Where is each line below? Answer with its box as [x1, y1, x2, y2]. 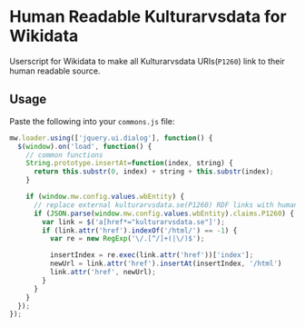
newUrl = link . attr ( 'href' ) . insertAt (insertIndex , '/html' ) [49, 259, 282, 269]
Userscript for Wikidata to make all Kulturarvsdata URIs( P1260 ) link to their [9, 55, 286, 66]
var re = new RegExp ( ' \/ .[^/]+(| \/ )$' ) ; [49, 234, 205, 243]
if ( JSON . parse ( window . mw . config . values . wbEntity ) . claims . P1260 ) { [33, 209, 295, 218]
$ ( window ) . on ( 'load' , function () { [17, 142, 152, 151]
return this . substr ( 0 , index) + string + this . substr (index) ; [33, 167, 274, 176]
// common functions [25, 150, 103, 160]
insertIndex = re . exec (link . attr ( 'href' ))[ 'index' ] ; [49, 251, 254, 260]
